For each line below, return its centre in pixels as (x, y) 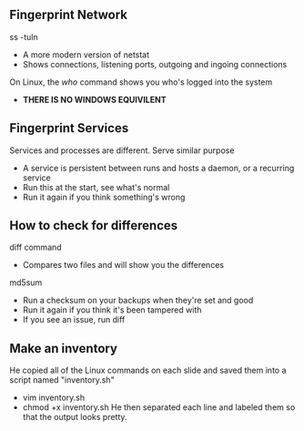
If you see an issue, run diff (74, 320)
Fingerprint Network (69, 15)
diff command (35, 247)
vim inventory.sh (54, 398)
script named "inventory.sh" (62, 380)
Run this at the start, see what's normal (96, 187)
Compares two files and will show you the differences (123, 265)
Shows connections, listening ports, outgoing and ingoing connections (155, 64)
